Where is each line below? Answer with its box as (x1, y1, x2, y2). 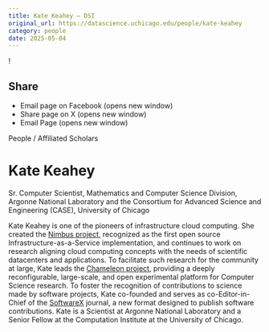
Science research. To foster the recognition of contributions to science (8, 281, 243, 290)
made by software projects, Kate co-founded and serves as (8, 289, 206, 298)
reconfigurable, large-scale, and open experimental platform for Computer (8, 273, 255, 281)
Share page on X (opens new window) (19, 109, 147, 119)
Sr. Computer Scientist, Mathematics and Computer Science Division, (8, 188, 238, 198)
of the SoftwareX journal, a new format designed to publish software (27, 298, 255, 307)
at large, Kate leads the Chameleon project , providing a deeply (8, 264, 215, 273)
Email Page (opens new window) (19, 118, 128, 128)
